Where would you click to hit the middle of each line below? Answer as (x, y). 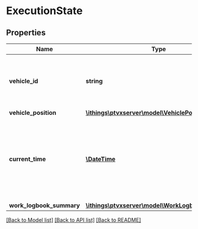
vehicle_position (33, 113)
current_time (27, 159)
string (94, 81)
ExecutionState (44, 11)
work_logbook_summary (45, 205)
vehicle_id (24, 81)
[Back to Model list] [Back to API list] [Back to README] (74, 220)
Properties (26, 33)
